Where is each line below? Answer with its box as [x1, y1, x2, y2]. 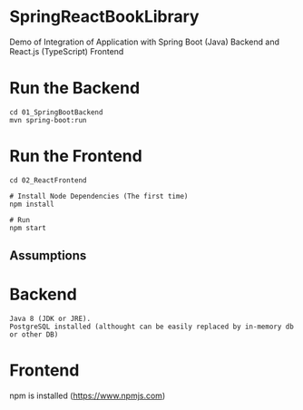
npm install [9, 200, 54, 209]
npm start [9, 223, 47, 232]
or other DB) [9, 330, 59, 339]
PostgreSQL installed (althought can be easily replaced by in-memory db [9, 322, 295, 332]
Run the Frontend [9, 146, 142, 167]
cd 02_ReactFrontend [9, 175, 88, 185]
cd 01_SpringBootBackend [9, 107, 103, 117]
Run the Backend [9, 78, 141, 99]
